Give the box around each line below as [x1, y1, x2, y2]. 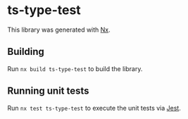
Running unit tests [7, 85, 89, 97]
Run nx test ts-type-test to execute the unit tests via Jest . [7, 104, 181, 112]
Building [7, 46, 44, 58]
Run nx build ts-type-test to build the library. [7, 64, 143, 73]
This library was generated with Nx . [7, 25, 111, 34]
